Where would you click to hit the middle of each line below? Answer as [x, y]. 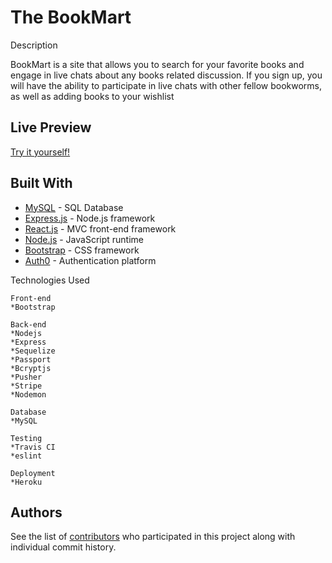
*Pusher [26, 377]
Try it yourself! [40, 152]
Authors [36, 512]
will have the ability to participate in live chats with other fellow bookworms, [166, 85]
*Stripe [26, 386]
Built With [41, 183]
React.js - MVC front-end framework [100, 228]
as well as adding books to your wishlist [92, 96]
